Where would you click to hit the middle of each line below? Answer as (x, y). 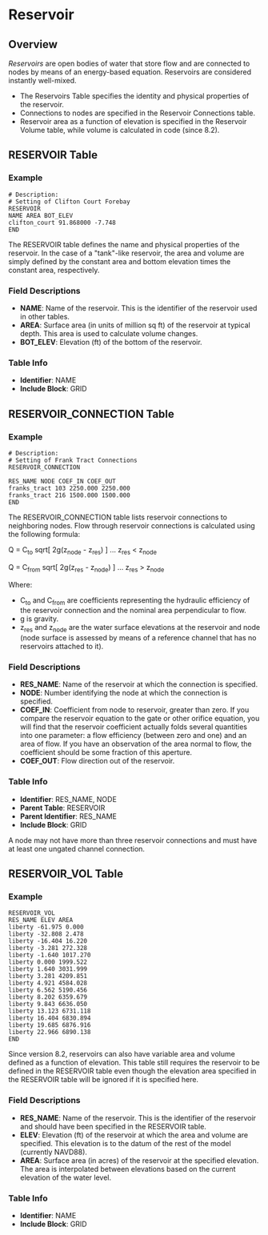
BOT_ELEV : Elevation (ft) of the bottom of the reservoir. (111, 342)
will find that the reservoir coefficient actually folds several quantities (134, 727)
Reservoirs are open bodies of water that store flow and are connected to (129, 63)
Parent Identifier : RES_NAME (68, 816)
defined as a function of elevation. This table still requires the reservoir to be (134, 1063)
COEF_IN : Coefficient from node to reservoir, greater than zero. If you (134, 710)
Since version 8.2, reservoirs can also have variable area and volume (122, 1054)
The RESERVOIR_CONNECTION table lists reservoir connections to (118, 517)
